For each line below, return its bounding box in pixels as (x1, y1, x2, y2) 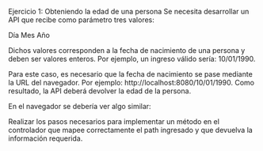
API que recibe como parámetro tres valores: (8, 15, 154, 25)
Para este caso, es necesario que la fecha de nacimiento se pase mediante (8, 70, 253, 78)
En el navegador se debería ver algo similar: (8, 102, 152, 111)
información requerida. (8, 134, 83, 143)
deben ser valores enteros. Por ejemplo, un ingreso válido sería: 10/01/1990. (8, 55, 256, 63)
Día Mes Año (8, 31, 50, 40)
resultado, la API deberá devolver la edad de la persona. (8, 86, 192, 96)
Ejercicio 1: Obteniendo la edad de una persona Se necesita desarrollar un (8, 7, 250, 16)
